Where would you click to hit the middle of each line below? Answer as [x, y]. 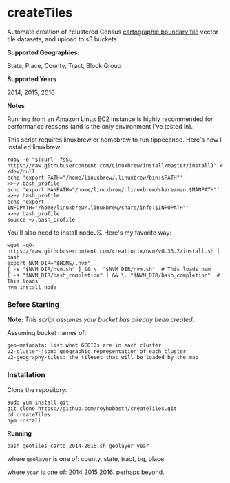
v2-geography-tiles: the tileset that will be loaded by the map [103, 358]
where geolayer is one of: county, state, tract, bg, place [86, 458]
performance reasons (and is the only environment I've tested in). [100, 126]
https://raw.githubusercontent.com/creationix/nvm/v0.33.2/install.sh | [114, 251]
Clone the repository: [37, 389]
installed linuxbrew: [34, 147]
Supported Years [32, 79]
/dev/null [21, 171]
